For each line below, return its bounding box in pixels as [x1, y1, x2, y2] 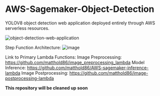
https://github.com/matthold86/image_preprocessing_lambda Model [5, 59, 145, 65]
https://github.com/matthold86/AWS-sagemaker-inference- [27, 65, 149, 71]
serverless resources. [5, 25, 50, 31]
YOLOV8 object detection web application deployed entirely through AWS [5, 20, 155, 26]
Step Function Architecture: [5, 44, 61, 50]
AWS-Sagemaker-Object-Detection [5, 3, 155, 15]
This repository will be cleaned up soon [5, 85, 88, 91]
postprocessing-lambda [5, 75, 54, 81]
